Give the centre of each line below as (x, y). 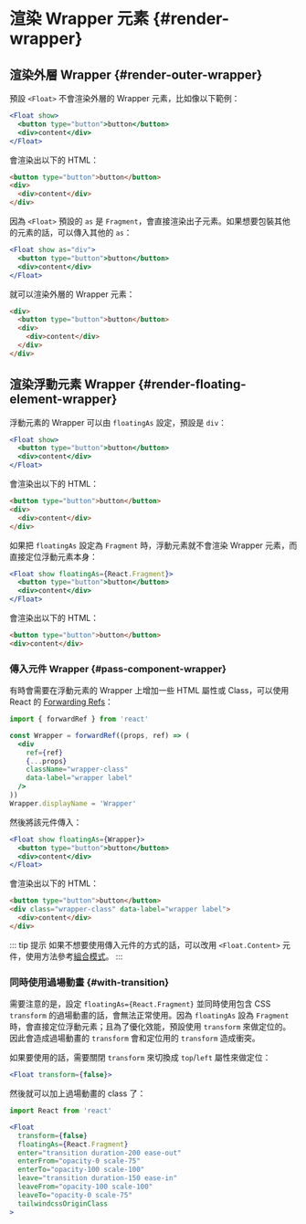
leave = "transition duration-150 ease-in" (98, 1178)
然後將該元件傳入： (46, 822)
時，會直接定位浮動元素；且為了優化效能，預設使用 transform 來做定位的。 (150, 1027)
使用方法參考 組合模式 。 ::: (74, 956)
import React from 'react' (61, 1111)
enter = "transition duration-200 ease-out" (100, 1153)
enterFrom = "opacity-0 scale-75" (79, 1161)
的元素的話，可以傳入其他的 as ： (71, 232)
